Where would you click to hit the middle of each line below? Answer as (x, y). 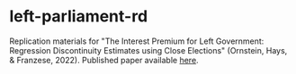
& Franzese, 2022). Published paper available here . (104, 60)
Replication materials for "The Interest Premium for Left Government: (137, 41)
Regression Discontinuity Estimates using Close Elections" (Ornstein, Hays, (148, 50)
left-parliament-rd (79, 16)
